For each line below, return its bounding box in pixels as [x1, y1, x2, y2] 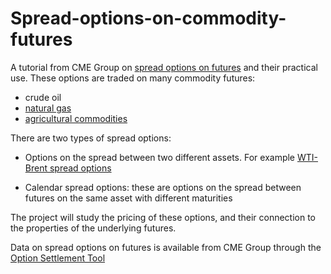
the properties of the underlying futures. [10, 222, 177, 234]
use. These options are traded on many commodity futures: [10, 72, 256, 84]
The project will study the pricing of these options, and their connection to [10, 211, 317, 223]
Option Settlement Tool [10, 252, 106, 264]
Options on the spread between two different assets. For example [24, 151, 296, 163]
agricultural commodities [24, 112, 128, 124]
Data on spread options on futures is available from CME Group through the [10, 241, 322, 253]
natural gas [24, 102, 72, 114]
